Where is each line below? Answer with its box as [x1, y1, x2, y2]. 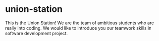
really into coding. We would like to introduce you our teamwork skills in [5, 25, 152, 31]
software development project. [5, 30, 68, 36]
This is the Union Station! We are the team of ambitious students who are [5, 20, 155, 26]
